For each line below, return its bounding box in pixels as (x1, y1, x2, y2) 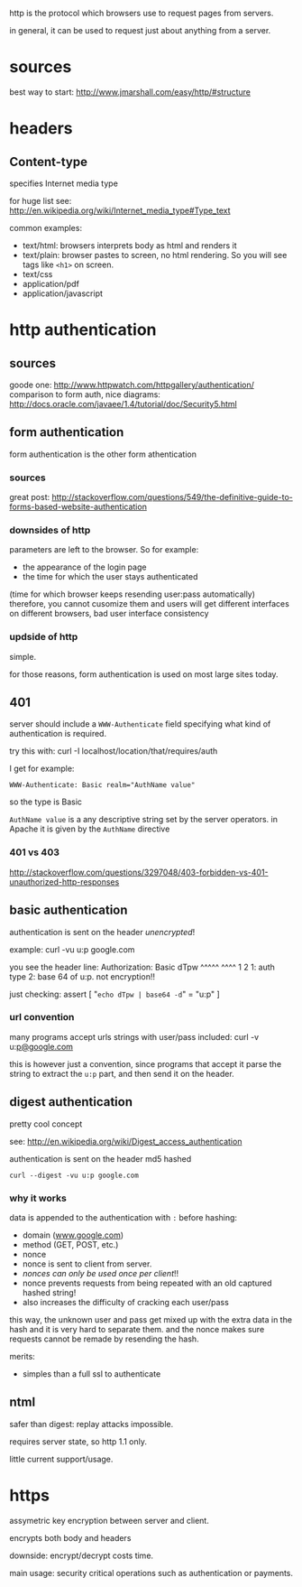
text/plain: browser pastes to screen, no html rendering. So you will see (22, 249, 288, 260)
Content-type (9, 153, 88, 170)
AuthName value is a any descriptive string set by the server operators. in (9, 814, 278, 825)
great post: (9, 492, 50, 503)
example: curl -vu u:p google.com (9, 943, 135, 955)
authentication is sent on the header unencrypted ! (9, 926, 196, 937)
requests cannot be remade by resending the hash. (9, 1333, 200, 1344)
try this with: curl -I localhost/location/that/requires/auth (9, 746, 218, 756)
